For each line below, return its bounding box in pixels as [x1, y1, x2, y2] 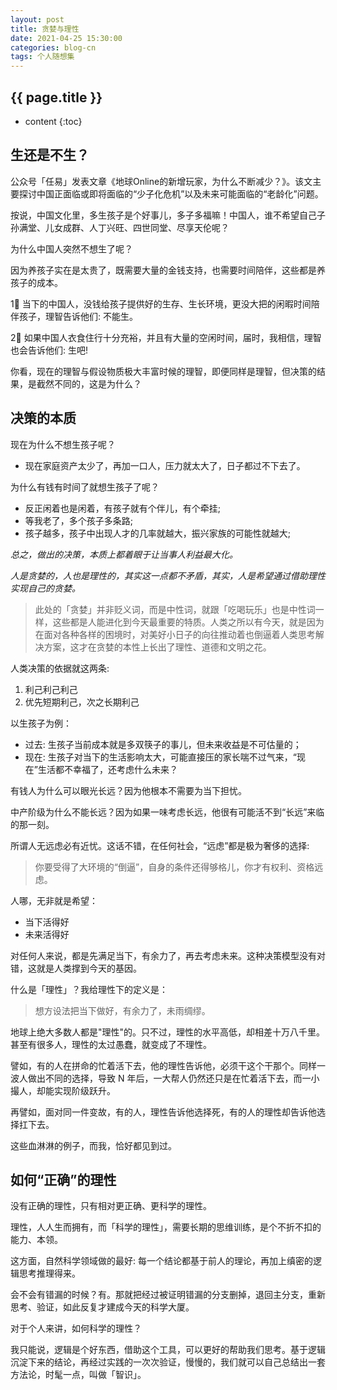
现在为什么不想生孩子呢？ [10, 438, 116, 450]
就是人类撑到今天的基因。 [36, 962, 142, 974]
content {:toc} [24, 115, 83, 127]
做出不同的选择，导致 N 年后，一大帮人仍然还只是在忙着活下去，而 [27, 1072, 303, 1084]
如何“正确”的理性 [10, 1171, 117, 1188]
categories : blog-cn [10, 42, 97, 53]
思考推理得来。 [18, 1267, 81, 1280]
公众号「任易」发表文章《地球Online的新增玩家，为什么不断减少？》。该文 [10, 175, 313, 187]
